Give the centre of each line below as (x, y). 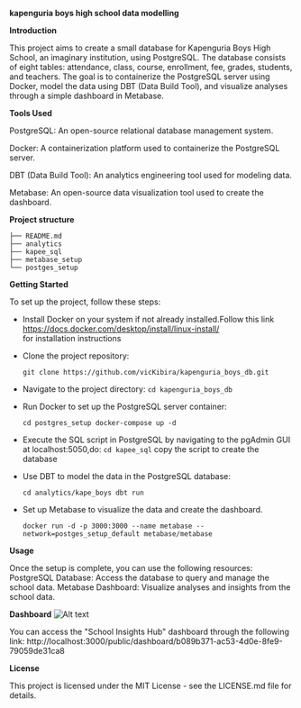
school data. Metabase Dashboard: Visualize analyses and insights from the (150, 587)
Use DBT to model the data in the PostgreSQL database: (127, 476)
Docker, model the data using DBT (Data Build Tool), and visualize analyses (149, 86)
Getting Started (39, 284)
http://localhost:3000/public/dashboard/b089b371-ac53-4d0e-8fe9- (155, 641)
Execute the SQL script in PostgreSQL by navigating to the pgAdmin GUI (156, 440)
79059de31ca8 (37, 651)
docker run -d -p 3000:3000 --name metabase (107, 526)
